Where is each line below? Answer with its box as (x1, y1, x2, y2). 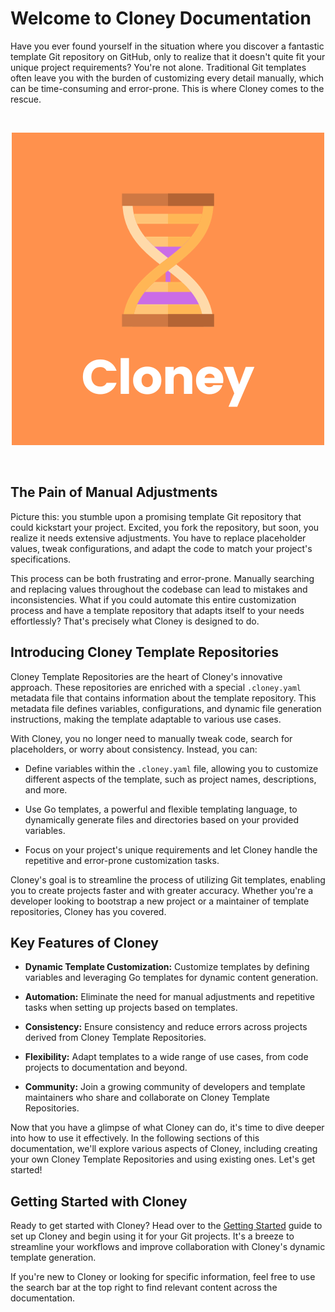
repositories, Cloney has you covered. (10, 905, 167, 917)
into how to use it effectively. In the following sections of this (10, 1132, 260, 1144)
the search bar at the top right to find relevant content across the (10, 1282, 278, 1294)
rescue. (10, 93, 42, 105)
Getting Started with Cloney (10, 1193, 188, 1210)
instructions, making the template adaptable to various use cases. (10, 713, 282, 725)
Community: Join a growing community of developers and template (24, 1081, 306, 1093)
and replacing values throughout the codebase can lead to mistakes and (10, 583, 308, 595)
